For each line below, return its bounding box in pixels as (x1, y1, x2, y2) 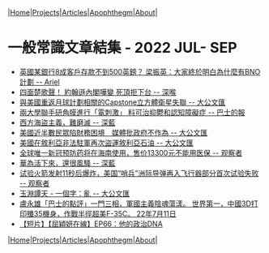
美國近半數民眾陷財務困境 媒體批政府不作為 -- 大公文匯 (19, 127, 208, 137)
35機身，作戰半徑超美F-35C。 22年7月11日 (33, 208, 177, 218)
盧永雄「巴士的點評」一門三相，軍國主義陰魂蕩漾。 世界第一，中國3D (19, 199, 252, 208)
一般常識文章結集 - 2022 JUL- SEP (7, 39, 237, 57)
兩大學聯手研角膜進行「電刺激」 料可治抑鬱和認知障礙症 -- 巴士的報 (19, 107, 246, 117)
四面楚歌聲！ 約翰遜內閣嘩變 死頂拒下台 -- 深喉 (19, 87, 177, 96)
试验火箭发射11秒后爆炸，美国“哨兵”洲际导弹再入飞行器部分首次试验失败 (19, 168, 259, 178)
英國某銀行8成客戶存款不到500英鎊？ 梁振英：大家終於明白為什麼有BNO (19, 66, 261, 76)
